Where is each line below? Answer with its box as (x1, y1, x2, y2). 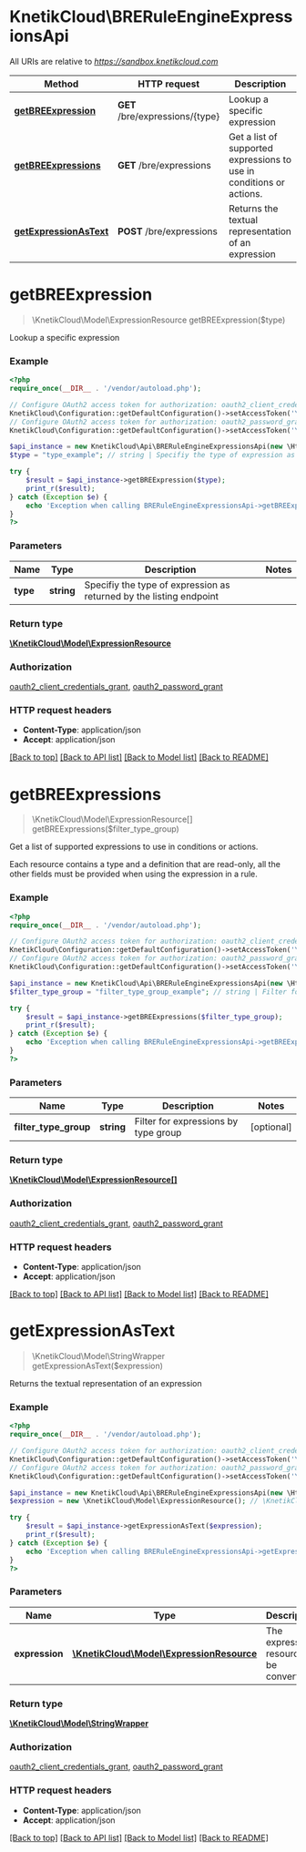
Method (44, 77, 79, 90)
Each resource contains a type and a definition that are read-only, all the (9, 859, 280, 870)
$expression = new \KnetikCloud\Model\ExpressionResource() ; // (9, 1497, 259, 1506)
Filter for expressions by (134, 1115, 239, 1128)
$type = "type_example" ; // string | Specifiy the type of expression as (9, 451, 296, 460)
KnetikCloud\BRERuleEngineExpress (9, 6, 293, 27)
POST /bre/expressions (117, 225, 219, 238)
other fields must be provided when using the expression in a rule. (9, 868, 258, 880)
